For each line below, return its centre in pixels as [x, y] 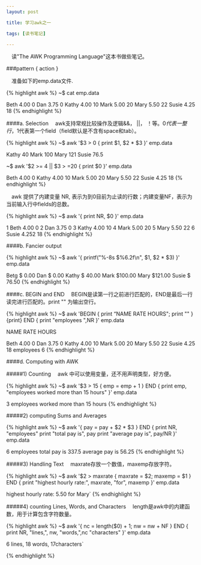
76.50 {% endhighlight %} [38, 282]
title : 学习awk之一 [29, 23]
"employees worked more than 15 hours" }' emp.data [72, 392]
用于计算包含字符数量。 [46, 514]
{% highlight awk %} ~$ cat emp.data [53, 93]
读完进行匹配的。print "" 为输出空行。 [53, 302]
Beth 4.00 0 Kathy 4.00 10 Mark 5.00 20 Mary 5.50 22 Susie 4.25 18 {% [94, 178]
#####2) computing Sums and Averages [56, 416]
